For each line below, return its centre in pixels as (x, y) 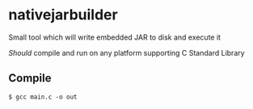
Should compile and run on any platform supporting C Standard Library (126, 52)
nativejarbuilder (63, 15)
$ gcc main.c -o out (43, 97)
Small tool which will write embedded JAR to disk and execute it (114, 37)
